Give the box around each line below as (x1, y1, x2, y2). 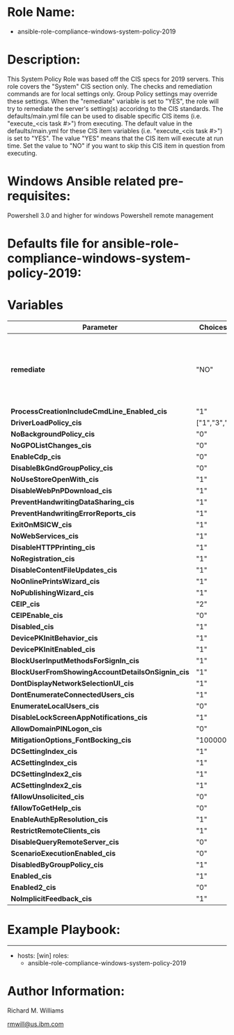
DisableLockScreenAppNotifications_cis (10, 712, 148, 722)
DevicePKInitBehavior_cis (10, 633, 98, 642)
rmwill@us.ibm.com (7, 1020, 64, 1028)
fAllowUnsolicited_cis (10, 792, 85, 801)
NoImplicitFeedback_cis (10, 893, 93, 903)
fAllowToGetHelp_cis (10, 803, 81, 813)
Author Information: (7, 983, 125, 999)
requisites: (7, 188, 71, 204)
